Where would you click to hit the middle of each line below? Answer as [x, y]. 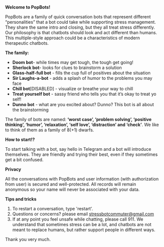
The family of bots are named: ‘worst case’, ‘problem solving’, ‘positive [78, 119]
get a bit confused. [24, 160]
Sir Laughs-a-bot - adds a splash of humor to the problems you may [82, 78]
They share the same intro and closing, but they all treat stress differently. [80, 27]
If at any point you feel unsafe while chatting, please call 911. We [78, 219]
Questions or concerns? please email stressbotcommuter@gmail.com [83, 214]
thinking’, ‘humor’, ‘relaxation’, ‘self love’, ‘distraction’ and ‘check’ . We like [82, 124]
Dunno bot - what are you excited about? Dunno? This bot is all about [83, 104]
